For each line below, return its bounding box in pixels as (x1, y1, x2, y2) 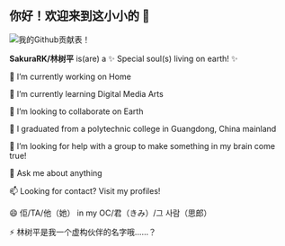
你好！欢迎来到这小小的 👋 (9, 8, 150, 24)
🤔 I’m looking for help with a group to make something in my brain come (9, 140, 276, 151)
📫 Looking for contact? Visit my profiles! (9, 185, 161, 196)
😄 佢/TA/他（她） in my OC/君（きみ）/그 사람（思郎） (9, 207, 212, 218)
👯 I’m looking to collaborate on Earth (9, 106, 144, 117)
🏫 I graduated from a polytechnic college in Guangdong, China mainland (9, 123, 277, 134)
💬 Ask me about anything (9, 167, 102, 178)
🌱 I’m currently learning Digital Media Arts (9, 88, 164, 99)
